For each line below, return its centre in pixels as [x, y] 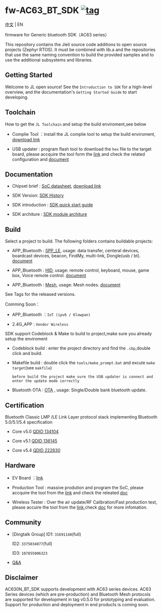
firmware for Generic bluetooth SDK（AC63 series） [57, 34]
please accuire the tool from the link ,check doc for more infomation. [80, 507]
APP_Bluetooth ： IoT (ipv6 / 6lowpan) [51, 315]
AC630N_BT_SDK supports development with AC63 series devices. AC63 [78, 589]
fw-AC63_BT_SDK [42, 10]
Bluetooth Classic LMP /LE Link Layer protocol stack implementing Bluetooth [81, 417]
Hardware [20, 466]
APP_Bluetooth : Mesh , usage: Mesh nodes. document [66, 285]
